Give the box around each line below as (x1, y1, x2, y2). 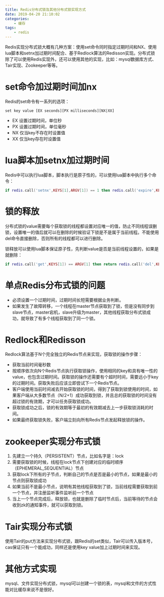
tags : (5, 25, 16, 30)
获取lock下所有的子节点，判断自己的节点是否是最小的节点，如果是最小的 (12, 472, 158, 477)
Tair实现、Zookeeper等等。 (5, 62, 60, 68)
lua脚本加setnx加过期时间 (5, 155, 110, 166)
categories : (5, 16, 29, 21)
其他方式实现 (5, 563, 57, 574)
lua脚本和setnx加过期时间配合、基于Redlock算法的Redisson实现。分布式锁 (5, 50, 155, 56)
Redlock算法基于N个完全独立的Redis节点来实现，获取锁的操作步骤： (5, 351, 143, 357)
